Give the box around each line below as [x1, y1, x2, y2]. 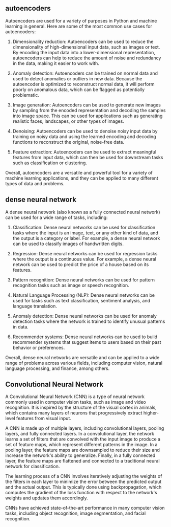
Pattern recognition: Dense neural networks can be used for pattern [12, 276, 155, 283]
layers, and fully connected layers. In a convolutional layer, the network [5, 431, 154, 437]
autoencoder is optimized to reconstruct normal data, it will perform [12, 81, 155, 87]
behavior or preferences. [12, 344, 65, 350]
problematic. [12, 92, 40, 98]
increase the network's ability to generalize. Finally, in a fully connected [5, 452, 156, 458]
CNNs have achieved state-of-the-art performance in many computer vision [5, 505, 165, 511]
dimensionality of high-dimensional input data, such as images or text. [12, 43, 160, 50]
